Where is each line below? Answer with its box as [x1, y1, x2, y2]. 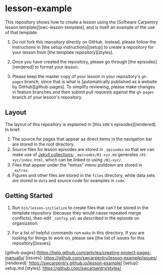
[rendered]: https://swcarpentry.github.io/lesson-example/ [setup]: [5, 260, 139, 266]
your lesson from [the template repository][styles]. [12, 49, 113, 55]
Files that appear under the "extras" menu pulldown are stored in [12, 162, 143, 168]
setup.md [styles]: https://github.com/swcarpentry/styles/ [5, 265, 122, 271]
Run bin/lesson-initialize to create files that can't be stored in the [12, 205, 148, 211]
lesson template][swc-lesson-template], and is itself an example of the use [5, 24, 155, 30]
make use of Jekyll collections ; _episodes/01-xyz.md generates [12, 151, 138, 157]
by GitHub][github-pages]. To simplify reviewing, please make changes [12, 84, 155, 89]
